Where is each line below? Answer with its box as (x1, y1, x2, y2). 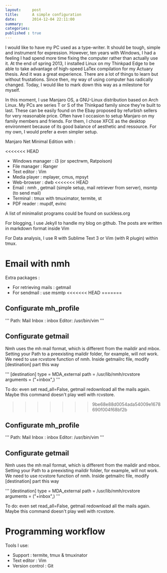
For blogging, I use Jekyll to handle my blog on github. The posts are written (5, 220, 162, 226)
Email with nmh (5, 258, 70, 269)
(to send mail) (12, 190, 41, 196)
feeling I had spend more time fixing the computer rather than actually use (5, 55, 158, 61)
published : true (5, 31, 41, 36)
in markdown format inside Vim (5, 225, 69, 231)
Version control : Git (12, 563, 53, 569)
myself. (5, 87, 20, 93)
